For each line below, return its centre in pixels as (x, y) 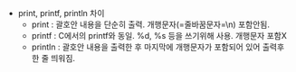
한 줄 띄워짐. (53, 58)
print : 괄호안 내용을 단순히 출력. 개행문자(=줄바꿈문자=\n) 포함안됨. (150, 24)
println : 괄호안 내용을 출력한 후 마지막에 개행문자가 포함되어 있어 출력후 (158, 47)
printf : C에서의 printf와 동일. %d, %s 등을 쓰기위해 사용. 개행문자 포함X (159, 36)
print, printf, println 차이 (61, 13)
